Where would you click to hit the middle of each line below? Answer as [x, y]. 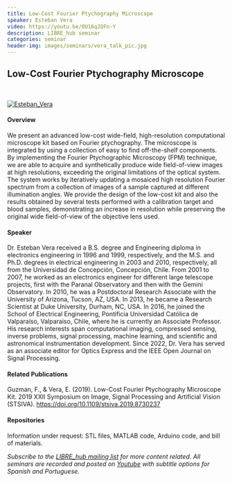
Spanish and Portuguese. [43, 471]
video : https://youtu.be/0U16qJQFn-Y [62, 26]
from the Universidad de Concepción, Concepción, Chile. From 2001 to [108, 270]
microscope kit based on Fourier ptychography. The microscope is [102, 143]
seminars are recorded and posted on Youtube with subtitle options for [108, 464]
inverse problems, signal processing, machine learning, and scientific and [112, 336]
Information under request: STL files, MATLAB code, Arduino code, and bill [114, 436]
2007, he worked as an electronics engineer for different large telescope [110, 277]
